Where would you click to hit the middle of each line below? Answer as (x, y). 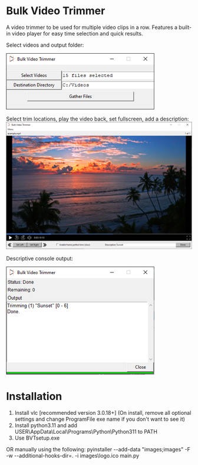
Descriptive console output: (40, 258)
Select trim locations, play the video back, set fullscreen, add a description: (98, 119)
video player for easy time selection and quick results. (77, 33)
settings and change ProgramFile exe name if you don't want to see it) (100, 419)
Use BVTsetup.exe (37, 438)
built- (185, 27)
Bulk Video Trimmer (56, 11)
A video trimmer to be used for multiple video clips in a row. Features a (92, 27)
